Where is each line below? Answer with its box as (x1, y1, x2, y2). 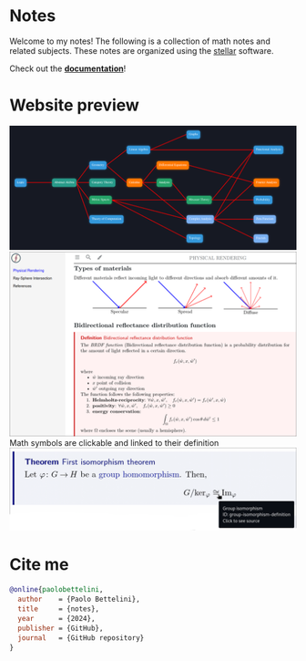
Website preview (9, 95, 139, 116)
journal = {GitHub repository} (17, 633, 145, 643)
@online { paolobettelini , (9, 585, 104, 594)
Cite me (9, 553, 69, 574)
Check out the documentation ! (9, 63, 127, 74)
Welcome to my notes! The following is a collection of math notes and (9, 36, 270, 46)
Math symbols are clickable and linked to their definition (9, 437, 219, 448)
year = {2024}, (17, 615, 96, 624)
